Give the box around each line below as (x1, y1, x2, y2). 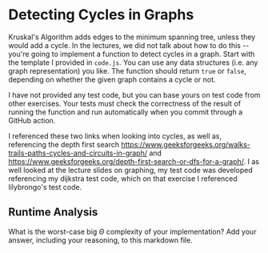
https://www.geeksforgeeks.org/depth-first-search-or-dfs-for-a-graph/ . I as (8, 156, 260, 166)
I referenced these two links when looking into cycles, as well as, (8, 131, 222, 141)
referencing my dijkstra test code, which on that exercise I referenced (8, 174, 238, 183)
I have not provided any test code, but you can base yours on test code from (8, 90, 261, 99)
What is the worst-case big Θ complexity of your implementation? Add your (8, 227, 257, 236)
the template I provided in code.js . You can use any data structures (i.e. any (8, 58, 258, 67)
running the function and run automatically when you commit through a (8, 106, 243, 117)
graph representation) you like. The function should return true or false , (8, 66, 246, 75)
